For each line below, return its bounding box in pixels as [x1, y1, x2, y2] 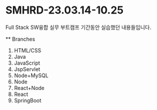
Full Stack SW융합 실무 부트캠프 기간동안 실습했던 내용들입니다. [5, 24, 152, 31]
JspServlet [13, 65, 40, 72]
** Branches [5, 35, 36, 42]
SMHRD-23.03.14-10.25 [5, 4, 124, 17]
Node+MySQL [13, 72, 49, 79]
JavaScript [13, 59, 40, 66]
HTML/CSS [13, 46, 42, 54]
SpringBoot [13, 96, 42, 104]
